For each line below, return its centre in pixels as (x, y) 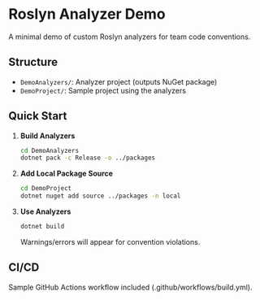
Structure (33, 62)
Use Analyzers (45, 211)
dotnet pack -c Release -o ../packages (88, 158)
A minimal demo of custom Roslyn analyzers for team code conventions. (130, 37)
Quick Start (38, 116)
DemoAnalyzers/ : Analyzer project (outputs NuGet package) (119, 81)
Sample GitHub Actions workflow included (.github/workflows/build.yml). (130, 287)
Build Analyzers (48, 136)
